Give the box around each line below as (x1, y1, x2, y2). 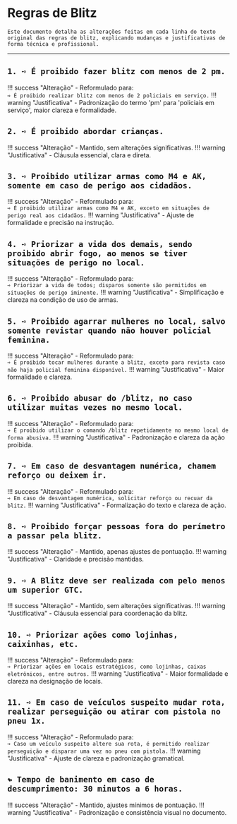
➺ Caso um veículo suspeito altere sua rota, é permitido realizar (7, 740, 210, 747)
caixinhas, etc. (7, 638, 79, 649)
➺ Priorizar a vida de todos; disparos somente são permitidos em (7, 282, 207, 289)
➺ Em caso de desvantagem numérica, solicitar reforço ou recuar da (7, 495, 213, 502)
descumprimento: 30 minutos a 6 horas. (7, 784, 183, 794)
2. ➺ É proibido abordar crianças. (7, 126, 164, 137)
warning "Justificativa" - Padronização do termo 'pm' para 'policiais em (7, 98, 215, 107)
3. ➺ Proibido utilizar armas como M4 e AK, (7, 171, 207, 181)
